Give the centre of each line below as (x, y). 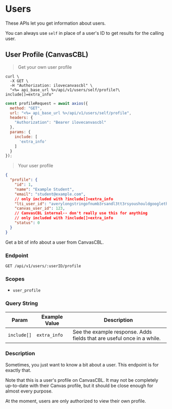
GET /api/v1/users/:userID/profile (43, 266)
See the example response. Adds (112, 332)
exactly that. (18, 370)
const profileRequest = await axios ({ (47, 103)
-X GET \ (19, 81)
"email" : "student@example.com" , (50, 194)
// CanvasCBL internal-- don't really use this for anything (81, 213)
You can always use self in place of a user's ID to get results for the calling (85, 33)
